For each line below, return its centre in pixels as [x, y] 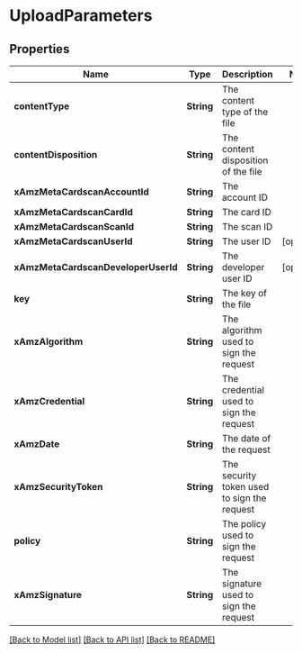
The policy [244, 524]
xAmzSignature [48, 595]
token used [245, 487]
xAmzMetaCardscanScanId [74, 227]
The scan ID [247, 227]
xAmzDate [37, 444]
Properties [40, 49]
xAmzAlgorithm [49, 341]
